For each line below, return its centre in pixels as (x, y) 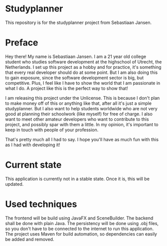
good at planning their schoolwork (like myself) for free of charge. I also (79, 114)
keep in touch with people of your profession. (52, 130)
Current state (33, 165)
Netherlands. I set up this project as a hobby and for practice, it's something (83, 67)
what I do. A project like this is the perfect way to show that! (67, 88)
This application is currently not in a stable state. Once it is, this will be (77, 179)
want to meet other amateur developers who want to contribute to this (77, 119)
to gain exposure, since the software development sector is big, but (75, 77)
